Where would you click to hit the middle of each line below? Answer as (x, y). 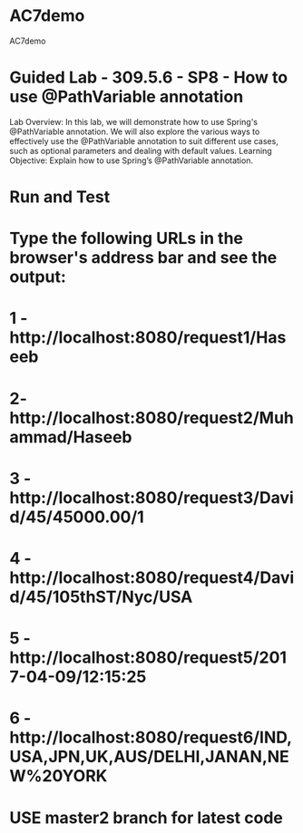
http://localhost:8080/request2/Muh (152, 417)
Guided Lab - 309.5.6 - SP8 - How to (149, 77)
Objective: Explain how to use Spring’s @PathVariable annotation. (132, 160)
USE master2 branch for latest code (146, 818)
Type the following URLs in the (126, 239)
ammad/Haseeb (71, 437)
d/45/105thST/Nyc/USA (101, 597)
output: (38, 277)
